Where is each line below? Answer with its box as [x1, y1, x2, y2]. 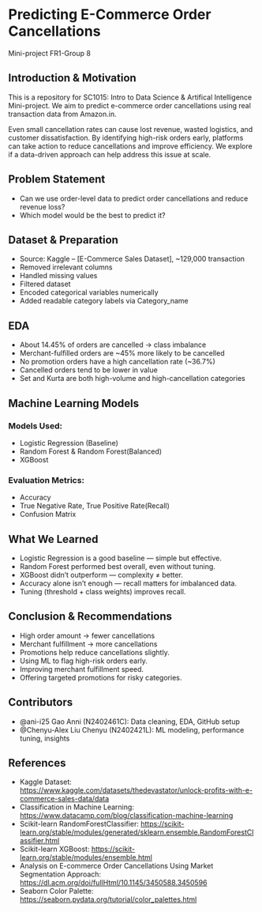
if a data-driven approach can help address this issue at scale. [8, 149, 211, 159]
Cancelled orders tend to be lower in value [19, 365, 158, 375]
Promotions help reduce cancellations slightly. [19, 647, 170, 657]
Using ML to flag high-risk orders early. [19, 656, 148, 665]
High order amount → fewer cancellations [19, 631, 155, 640]
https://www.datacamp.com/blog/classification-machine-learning [19, 811, 234, 820]
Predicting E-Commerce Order [8, 6, 211, 24]
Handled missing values [19, 271, 98, 281]
